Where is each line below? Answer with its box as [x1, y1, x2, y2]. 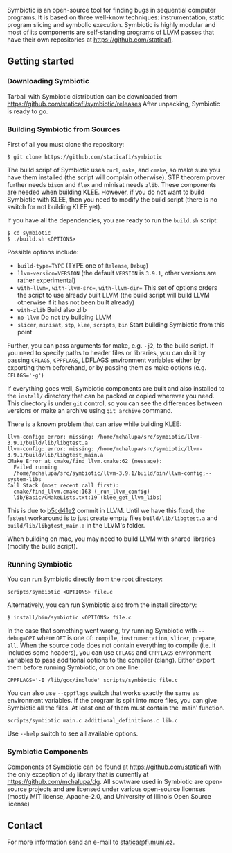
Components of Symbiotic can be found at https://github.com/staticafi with [7, 763, 222, 771]
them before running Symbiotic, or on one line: [7, 663, 141, 672]
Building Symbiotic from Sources [7, 124, 121, 134]
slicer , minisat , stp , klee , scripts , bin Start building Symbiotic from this [17, 320, 225, 329]
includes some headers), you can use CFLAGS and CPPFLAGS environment [7, 649, 211, 657]
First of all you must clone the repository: [7, 140, 125, 148]
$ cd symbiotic [7, 229, 51, 236]
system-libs [7, 476, 42, 482]
